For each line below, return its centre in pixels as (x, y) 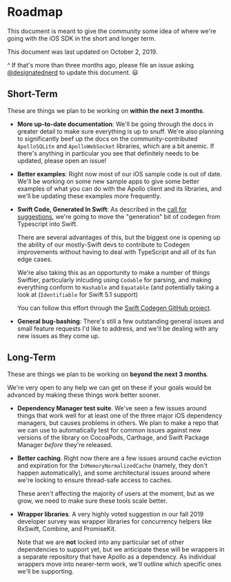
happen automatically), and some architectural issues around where (113, 472)
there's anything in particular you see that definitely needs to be (108, 153)
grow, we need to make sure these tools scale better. (92, 501)
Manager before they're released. (65, 444)
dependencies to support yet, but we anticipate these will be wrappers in (121, 549)
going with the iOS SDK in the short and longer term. (82, 38)
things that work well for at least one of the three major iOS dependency (120, 415)
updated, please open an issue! (62, 160)
